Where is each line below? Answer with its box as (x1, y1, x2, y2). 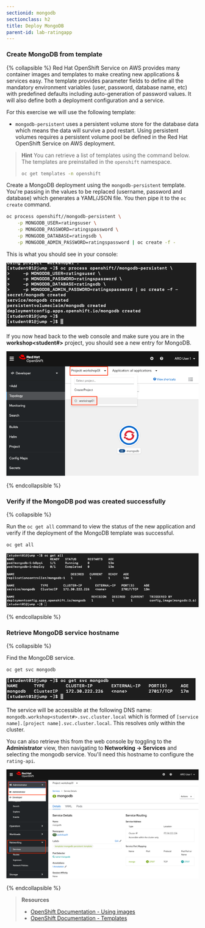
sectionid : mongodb (6, 10, 56, 16)
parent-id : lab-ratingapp (6, 29, 72, 35)
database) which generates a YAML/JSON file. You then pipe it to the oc (6, 194, 187, 202)
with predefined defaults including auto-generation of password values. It (6, 90, 192, 97)
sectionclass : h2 (6, 16, 51, 23)
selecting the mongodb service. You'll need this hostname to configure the (6, 751, 194, 758)
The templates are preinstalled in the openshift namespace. (21, 158, 172, 165)
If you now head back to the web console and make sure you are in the (6, 332, 185, 340)
